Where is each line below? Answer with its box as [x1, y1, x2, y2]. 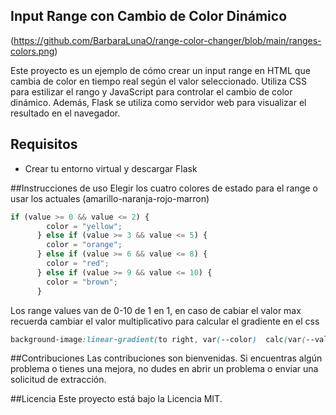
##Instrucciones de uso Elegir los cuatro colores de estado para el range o [10, 182, 318, 194]
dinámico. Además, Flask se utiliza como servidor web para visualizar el [10, 96, 307, 108]
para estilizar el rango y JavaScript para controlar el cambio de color [10, 85, 293, 98]
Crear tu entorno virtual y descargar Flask [24, 162, 198, 174]
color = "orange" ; [46, 240, 123, 250]
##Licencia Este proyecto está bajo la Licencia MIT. [10, 393, 223, 405]
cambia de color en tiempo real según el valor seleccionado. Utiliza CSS [10, 75, 307, 87]
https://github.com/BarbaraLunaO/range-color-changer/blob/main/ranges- [13, 34, 322, 46]
